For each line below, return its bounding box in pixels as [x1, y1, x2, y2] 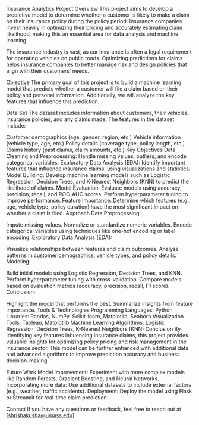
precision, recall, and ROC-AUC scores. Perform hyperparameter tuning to [6, 191, 188, 197]
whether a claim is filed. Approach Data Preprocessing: [6, 210, 141, 216]
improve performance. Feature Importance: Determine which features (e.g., [6, 197, 191, 204]
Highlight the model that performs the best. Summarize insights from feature [6, 300, 193, 307]
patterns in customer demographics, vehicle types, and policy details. [6, 252, 177, 259]
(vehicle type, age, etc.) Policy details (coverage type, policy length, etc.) [6, 140, 185, 147]
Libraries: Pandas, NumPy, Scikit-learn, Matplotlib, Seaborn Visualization [6, 313, 184, 319]
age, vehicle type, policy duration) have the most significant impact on [6, 203, 178, 210]
